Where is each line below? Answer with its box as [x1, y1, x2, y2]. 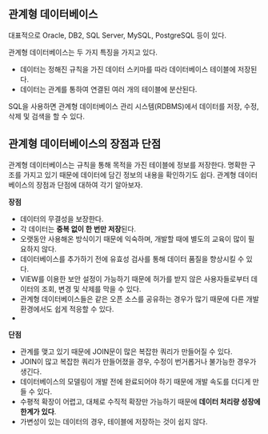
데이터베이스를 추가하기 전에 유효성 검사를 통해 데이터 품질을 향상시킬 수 [19, 254, 245, 263]
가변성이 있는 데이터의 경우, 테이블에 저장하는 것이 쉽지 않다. [19, 416, 208, 426]
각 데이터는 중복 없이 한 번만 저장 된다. [19, 223, 137, 234]
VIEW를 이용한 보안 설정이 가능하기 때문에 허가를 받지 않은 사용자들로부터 [19, 274, 250, 283]
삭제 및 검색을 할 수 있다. [8, 111, 86, 121]
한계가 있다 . [19, 407, 57, 416]
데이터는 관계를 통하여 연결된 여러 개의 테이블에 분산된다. [19, 84, 198, 94]
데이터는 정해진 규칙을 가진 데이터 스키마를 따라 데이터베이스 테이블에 [19, 64, 236, 74]
